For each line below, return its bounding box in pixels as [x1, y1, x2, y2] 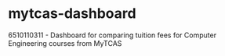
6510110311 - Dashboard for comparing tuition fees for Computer [8, 30, 217, 40]
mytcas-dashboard [8, 5, 136, 23]
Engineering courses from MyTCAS [8, 38, 122, 47]
